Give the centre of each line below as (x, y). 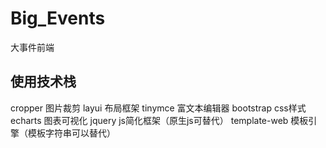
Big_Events (58, 18)
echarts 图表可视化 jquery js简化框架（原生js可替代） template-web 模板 (159, 120)
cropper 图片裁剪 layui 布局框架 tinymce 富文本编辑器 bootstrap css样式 (158, 108)
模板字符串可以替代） (71, 133)
